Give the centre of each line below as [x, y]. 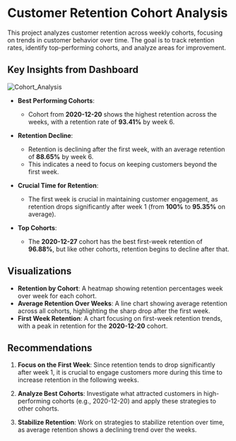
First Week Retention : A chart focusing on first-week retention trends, [120, 318]
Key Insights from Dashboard [73, 70]
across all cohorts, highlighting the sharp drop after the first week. [114, 311]
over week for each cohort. [57, 295]
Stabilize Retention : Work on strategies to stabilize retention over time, [121, 423]
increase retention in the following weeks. [78, 380]
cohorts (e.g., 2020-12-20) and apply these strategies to [134, 401]
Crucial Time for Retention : [58, 185]
